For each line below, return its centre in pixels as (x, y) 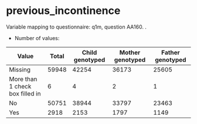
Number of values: (37, 38)
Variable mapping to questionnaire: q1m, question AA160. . (76, 27)
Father (170, 52)
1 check (20, 86)
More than (23, 79)
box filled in (25, 93)
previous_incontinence (63, 11)
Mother (130, 52)
